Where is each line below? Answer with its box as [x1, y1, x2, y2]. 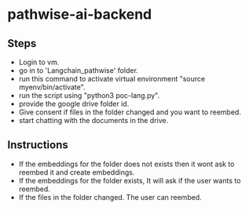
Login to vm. [18, 57, 60, 67]
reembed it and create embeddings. [18, 167, 135, 177]
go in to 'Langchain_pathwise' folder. [18, 66, 139, 75]
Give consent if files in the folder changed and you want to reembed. [18, 107, 241, 117]
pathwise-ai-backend [7, 5, 152, 24]
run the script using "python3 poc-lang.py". [18, 91, 160, 100]
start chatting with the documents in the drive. [18, 116, 169, 125]
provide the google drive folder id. [18, 100, 130, 108]
